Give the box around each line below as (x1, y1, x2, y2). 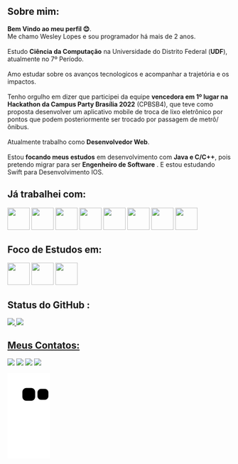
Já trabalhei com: (7, 188, 87, 201)
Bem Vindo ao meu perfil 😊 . (7, 24, 92, 33)
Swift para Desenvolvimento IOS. (7, 167, 104, 176)
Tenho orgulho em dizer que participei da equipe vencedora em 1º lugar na (7, 92, 229, 101)
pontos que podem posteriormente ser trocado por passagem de (7, 115, 198, 123)
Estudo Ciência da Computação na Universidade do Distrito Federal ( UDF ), (7, 47, 228, 55)
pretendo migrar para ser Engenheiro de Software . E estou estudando (7, 160, 215, 169)
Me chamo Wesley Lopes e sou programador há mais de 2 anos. (7, 32, 196, 40)
